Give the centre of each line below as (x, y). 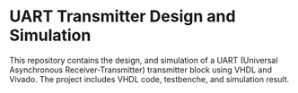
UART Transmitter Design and (123, 17)
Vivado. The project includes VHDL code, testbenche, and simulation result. (149, 79)
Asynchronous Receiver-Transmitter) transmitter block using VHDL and (140, 70)
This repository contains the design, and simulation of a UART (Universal (144, 60)
